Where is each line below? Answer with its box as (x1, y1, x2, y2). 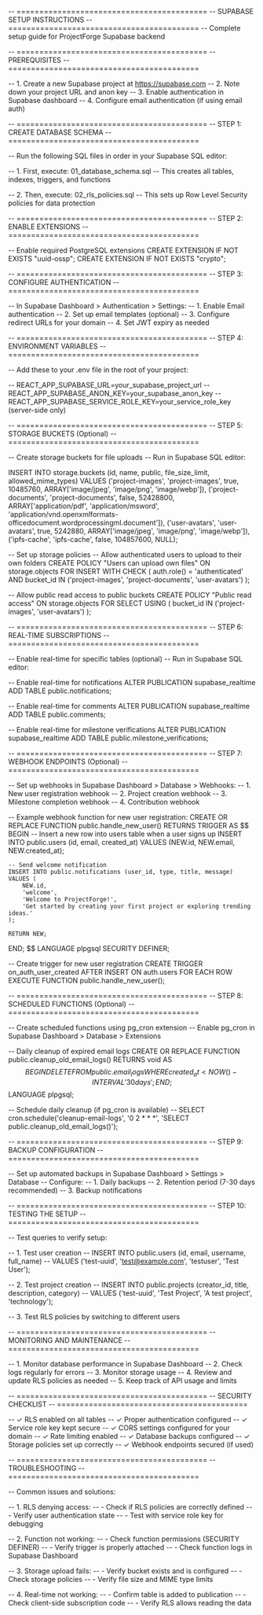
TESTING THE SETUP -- (8, 1209, 86, 1219)
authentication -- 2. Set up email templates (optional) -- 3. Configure (8, 310, 230, 319)
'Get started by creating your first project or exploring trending (22, 902, 251, 910)
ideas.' (8, 909, 34, 917)
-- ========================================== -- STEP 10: (8, 1200, 247, 1210)
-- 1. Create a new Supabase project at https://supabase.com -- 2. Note (8, 79, 240, 88)
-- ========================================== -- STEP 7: (8, 749, 243, 758)
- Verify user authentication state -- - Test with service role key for (8, 1510, 224, 1520)
